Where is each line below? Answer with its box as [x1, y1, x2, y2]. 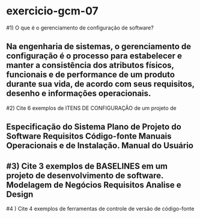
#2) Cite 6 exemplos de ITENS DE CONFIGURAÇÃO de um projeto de [6, 104, 177, 112]
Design [6, 189, 34, 199]
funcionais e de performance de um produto [6, 70, 175, 80]
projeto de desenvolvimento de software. [6, 170, 164, 181]
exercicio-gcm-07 [6, 4, 99, 18]
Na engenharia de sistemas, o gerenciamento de [6, 41, 192, 52]
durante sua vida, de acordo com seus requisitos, [6, 79, 195, 89]
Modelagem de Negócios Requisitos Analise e [6, 180, 181, 190]
